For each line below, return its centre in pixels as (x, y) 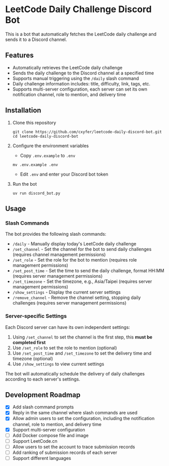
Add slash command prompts (43, 407)
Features (19, 55)
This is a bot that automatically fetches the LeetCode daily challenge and (81, 34)
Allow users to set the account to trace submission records (74, 447)
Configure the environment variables (51, 146)
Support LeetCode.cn (35, 441)
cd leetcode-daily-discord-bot (45, 136)
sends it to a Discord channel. (36, 39)
